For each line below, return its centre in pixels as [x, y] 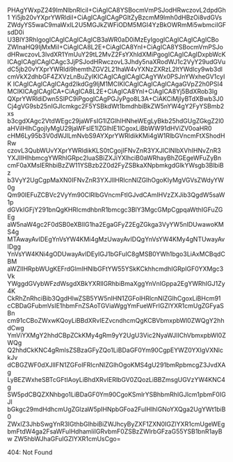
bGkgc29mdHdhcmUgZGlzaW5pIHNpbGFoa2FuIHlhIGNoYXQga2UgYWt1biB [116, 409]
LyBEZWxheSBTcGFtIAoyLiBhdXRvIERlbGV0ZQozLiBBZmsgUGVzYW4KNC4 [116, 380]
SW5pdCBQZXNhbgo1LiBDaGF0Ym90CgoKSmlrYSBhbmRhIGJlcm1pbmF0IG [116, 395]
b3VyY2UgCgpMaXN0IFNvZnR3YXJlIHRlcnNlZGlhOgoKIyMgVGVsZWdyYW [116, 180]
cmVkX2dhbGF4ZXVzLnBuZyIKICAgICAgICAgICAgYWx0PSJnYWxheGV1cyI [116, 77]
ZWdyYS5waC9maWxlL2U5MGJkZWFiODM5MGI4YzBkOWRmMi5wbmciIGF [117, 25]
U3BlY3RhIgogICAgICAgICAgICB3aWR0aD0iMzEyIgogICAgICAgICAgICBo [113, 40]
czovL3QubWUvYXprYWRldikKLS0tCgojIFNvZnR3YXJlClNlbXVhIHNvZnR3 [114, 150]
